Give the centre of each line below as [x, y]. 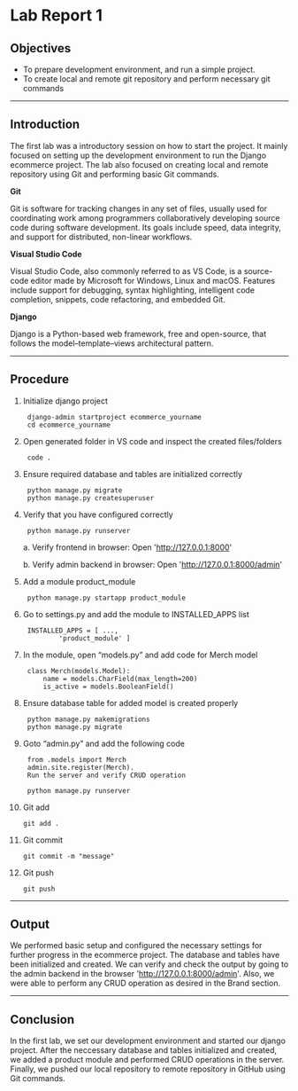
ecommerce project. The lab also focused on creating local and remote [139, 164]
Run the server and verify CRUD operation [107, 775]
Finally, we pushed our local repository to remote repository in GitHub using [148, 1069]
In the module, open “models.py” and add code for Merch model [140, 655]
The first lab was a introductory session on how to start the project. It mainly [149, 145]
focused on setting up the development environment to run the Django [138, 155]
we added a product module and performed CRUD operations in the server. [147, 1060]
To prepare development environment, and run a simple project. [139, 69]
